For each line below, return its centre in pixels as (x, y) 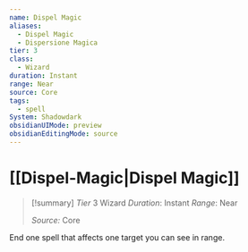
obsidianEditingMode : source (64, 134)
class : (21, 59)
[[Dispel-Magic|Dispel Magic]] (124, 178)
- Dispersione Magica (58, 42)
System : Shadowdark (46, 117)
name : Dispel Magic (46, 17)
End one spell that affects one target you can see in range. (117, 237)
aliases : (26, 26)
